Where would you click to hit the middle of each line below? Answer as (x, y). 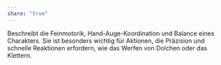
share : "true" (28, 13)
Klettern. (20, 55)
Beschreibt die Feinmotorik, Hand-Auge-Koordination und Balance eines (111, 33)
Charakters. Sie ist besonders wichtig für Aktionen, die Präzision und (106, 40)
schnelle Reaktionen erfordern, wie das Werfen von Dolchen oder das (107, 48)
